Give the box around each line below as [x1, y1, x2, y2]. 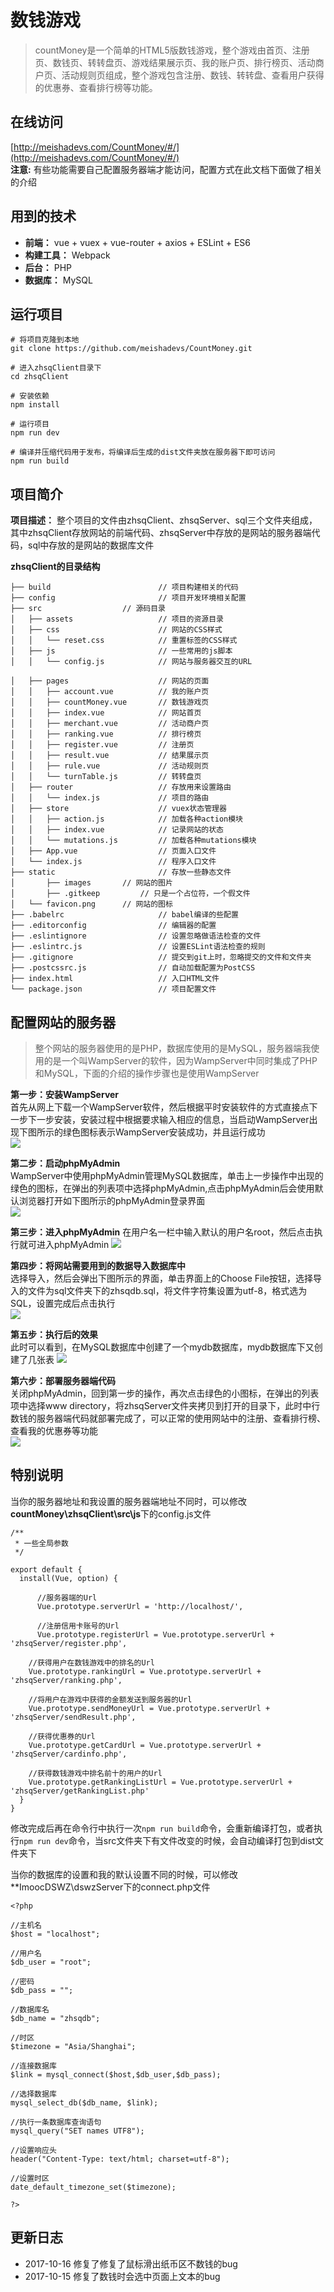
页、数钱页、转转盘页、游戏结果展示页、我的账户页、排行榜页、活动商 [34, 56, 325, 68]
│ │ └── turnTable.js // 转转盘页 [10, 772, 202, 782]
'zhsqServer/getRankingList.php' [10, 1786, 150, 1796]
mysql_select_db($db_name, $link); [10, 2097, 159, 2108]
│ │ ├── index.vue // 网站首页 [10, 708, 202, 718]
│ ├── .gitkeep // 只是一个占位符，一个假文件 [10, 889, 251, 899]
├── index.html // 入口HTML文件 [10, 974, 220, 984]
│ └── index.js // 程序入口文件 [10, 857, 217, 867]
